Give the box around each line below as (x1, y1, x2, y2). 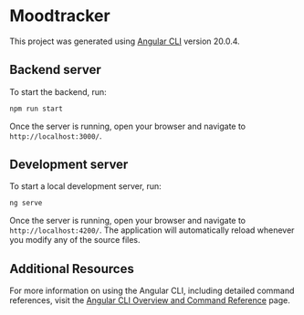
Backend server (9, 62, 102, 78)
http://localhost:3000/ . (9, 130, 102, 142)
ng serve (9, 198, 43, 208)
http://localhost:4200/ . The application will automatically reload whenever (9, 225, 295, 236)
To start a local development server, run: (9, 181, 162, 192)
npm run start (9, 104, 64, 113)
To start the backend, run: (9, 86, 107, 97)
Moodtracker (9, 5, 111, 26)
